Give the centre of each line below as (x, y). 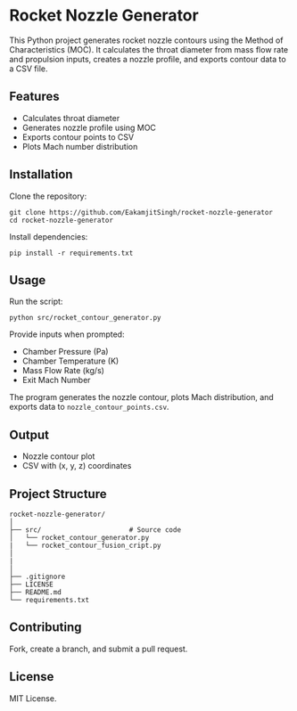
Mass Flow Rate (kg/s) (63, 371)
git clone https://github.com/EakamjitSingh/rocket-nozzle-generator (141, 212)
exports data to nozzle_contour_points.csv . (89, 407)
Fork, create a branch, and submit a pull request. (99, 649)
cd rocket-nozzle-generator (62, 220)
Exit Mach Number (56, 380)
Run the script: (36, 302)
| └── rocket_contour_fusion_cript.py (86, 545)
